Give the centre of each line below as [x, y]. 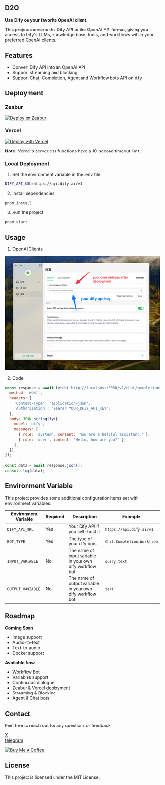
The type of [80, 539]
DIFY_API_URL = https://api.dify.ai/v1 [44, 184]
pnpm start [16, 222]
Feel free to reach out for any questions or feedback [58, 725]
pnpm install [18, 203]
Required [55, 516]
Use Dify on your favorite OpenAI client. [47, 20]
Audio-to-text [26, 643]
